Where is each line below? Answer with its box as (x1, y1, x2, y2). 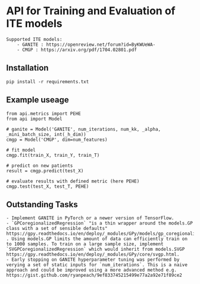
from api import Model (6, 116, 62, 122)
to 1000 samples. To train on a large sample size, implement (6, 241, 164, 247)
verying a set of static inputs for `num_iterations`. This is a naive (6, 262, 187, 268)
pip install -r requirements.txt (6, 78, 89, 84)
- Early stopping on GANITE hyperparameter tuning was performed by (6, 257, 180, 263)
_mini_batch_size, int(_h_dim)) (6, 131, 86, 137)
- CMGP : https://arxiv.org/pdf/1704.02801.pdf (17, 46, 137, 53)
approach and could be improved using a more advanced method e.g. (6, 267, 177, 273)
